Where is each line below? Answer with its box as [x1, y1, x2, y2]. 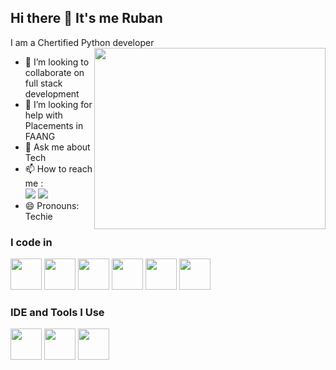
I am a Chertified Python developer [10, 36, 155, 48]
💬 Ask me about [24, 141, 91, 153]
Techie [24, 210, 53, 222]
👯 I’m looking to [24, 56, 90, 68]
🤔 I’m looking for [24, 98, 93, 110]
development [24, 87, 80, 100]
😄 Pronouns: [24, 199, 80, 211]
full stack [24, 77, 63, 89]
